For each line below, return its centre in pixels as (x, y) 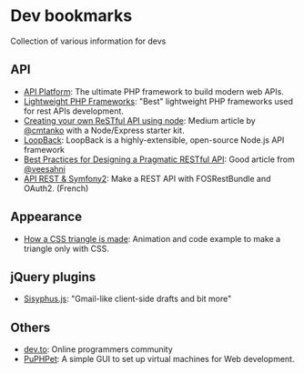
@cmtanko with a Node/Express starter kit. (104, 130)
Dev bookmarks (71, 16)
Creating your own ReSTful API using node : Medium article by (139, 120)
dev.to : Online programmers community (98, 349)
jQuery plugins (53, 277)
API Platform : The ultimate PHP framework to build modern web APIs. (154, 91)
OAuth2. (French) (56, 188)
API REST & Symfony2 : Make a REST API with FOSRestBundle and (147, 178)
